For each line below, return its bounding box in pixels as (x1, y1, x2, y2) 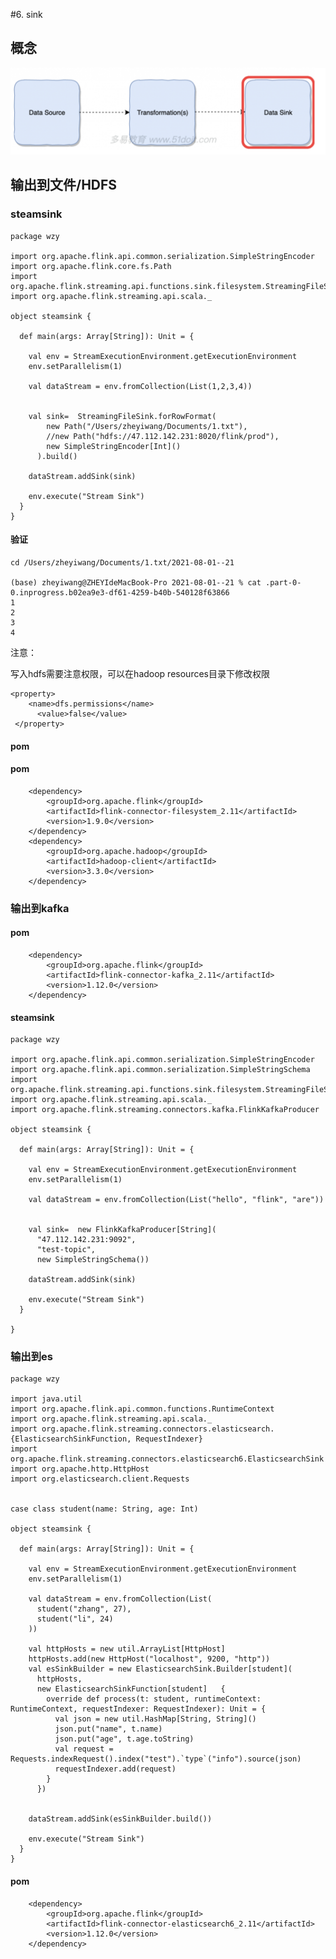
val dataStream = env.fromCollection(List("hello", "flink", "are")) (28, 1195, 325, 1205)
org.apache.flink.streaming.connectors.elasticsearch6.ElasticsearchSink (10, 1454, 325, 1464)
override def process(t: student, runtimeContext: (46, 1694, 262, 1704)
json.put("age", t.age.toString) (54, 1734, 195, 1744)
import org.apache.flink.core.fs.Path (10, 261, 172, 271)
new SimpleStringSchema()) (36, 1255, 150, 1265)
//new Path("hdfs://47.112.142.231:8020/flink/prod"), (46, 431, 280, 441)
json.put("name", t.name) (54, 1724, 163, 1734)
